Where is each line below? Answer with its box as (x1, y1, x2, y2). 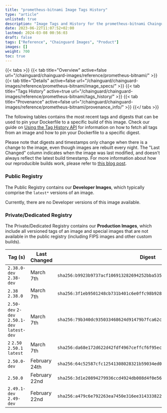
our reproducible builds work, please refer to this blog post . (5, 160, 127, 167)
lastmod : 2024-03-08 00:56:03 (5, 30, 68, 35)
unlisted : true (5, 16, 37, 21)
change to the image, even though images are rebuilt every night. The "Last (5, 145, 160, 151)
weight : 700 (5, 49, 30, 54)
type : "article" (5, 12, 39, 17)
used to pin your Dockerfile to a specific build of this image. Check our (5, 119, 150, 125)
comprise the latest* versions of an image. (5, 190, 94, 196)
